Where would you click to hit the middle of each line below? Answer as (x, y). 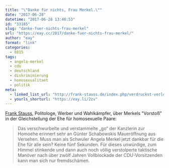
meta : (11, 90)
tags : (11, 57)
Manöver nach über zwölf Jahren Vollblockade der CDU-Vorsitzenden (90, 155)
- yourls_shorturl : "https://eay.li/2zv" (54, 99)
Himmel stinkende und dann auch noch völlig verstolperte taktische (87, 150)
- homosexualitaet (29, 80)
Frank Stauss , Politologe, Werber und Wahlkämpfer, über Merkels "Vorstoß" (84, 114)
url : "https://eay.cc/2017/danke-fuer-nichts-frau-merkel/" (70, 33)
